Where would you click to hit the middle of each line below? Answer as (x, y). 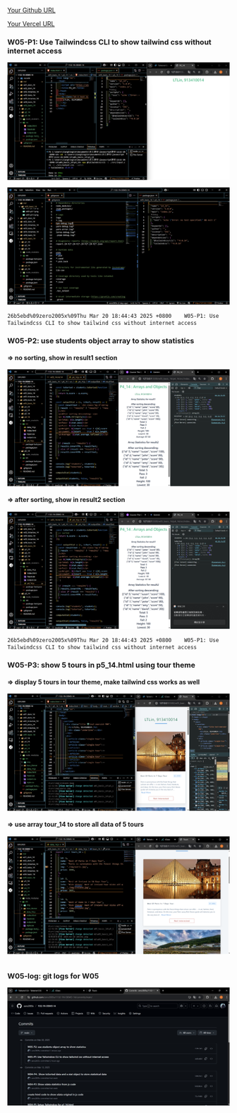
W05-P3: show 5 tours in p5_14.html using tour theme (101, 665)
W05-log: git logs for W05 (53, 976)
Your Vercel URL (31, 24)
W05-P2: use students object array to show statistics (101, 341)
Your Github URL (32, 10)
